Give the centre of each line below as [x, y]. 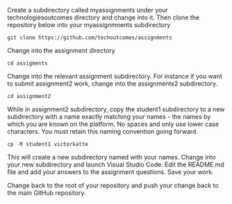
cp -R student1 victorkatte [48, 144]
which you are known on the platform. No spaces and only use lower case [113, 124]
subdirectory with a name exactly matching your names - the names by [109, 117]
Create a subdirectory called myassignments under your [88, 10]
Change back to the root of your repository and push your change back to [113, 185]
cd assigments [28, 63]
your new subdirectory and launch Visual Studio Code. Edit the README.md [116, 164]
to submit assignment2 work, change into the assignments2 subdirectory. [112, 84]
